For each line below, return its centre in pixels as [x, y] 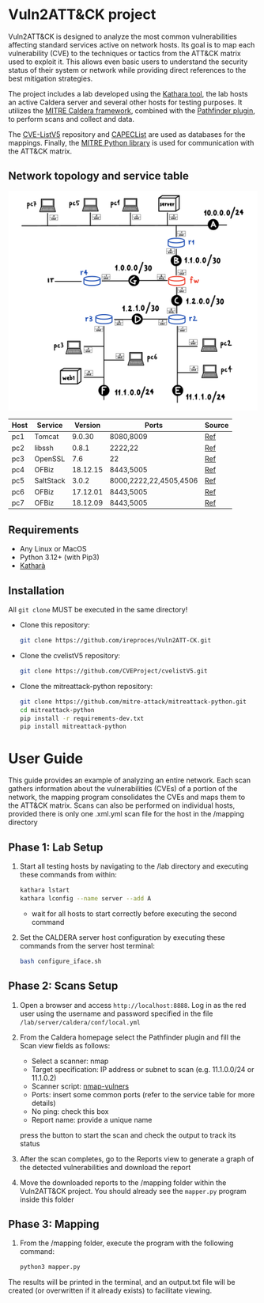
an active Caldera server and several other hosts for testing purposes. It [125, 102]
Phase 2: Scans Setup [63, 986]
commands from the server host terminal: [87, 945]
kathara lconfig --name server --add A [85, 898]
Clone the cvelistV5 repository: [70, 655]
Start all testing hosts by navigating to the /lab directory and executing [134, 866]
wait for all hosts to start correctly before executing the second [134, 913]
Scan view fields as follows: [65, 1045]
